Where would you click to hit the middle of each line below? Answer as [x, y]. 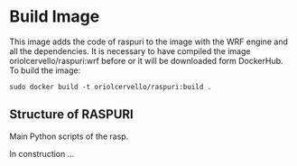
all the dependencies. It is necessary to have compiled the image [130, 51]
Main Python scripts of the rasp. [69, 136]
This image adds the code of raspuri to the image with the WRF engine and [149, 41]
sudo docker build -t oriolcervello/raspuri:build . [111, 87]
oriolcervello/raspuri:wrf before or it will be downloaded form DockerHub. [146, 60]
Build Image [55, 17]
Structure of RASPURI [71, 115]
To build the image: [45, 70]
